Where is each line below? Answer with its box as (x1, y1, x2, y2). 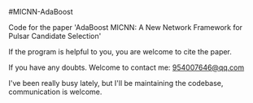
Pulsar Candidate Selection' (8, 32, 102, 41)
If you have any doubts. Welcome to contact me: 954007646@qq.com (8, 62, 245, 72)
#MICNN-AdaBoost (8, 7, 73, 16)
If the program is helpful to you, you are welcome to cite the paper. (8, 47, 232, 56)
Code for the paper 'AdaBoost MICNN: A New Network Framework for (8, 23, 242, 32)
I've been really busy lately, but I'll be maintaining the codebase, (8, 79, 224, 88)
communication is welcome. (8, 87, 103, 97)
